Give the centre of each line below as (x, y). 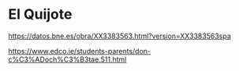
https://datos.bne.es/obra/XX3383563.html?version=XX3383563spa (119, 36)
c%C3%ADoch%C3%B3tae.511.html (67, 59)
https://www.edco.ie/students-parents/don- (80, 51)
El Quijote (40, 14)
